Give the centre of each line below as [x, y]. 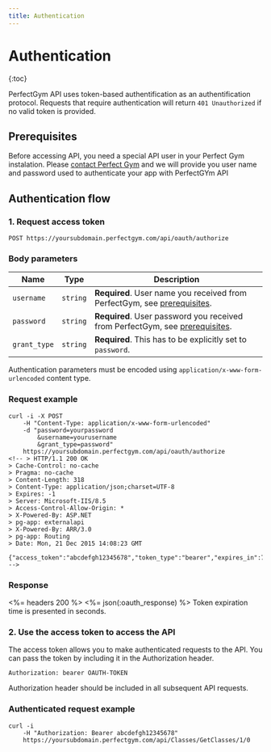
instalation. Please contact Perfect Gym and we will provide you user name [133, 165]
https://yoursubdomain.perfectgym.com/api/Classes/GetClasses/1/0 [137, 740]
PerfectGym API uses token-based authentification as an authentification [130, 94]
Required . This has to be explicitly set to [171, 340]
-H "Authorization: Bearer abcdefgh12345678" [101, 733]
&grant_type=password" [75, 444]
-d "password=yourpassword [68, 430]
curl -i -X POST [35, 416]
